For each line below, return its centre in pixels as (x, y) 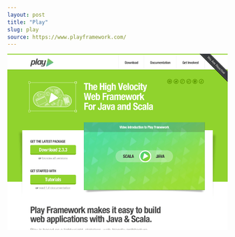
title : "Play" (28, 22)
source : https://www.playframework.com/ (67, 37)
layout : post (26, 15)
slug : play (23, 29)
